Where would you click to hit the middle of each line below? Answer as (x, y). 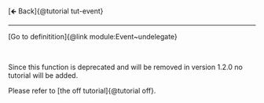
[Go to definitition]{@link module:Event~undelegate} (93, 37)
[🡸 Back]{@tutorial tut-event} (56, 11)
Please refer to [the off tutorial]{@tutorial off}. (82, 90)
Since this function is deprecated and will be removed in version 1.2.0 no (126, 67)
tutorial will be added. (43, 75)
